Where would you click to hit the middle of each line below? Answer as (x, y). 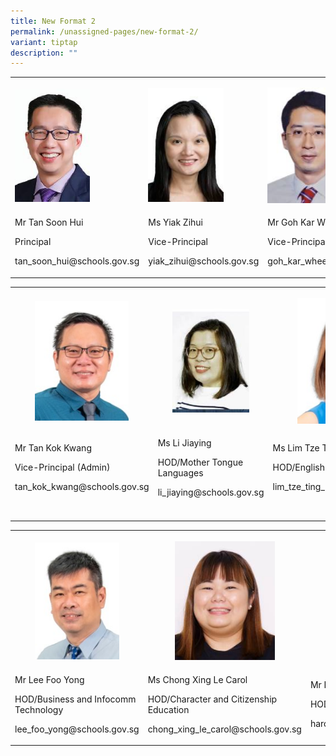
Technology (39, 709)
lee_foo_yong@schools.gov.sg (77, 729)
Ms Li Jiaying (184, 442)
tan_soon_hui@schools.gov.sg (77, 261)
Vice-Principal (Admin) (62, 467)
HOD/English (298, 467)
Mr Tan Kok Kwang (53, 448)
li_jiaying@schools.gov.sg (211, 492)
